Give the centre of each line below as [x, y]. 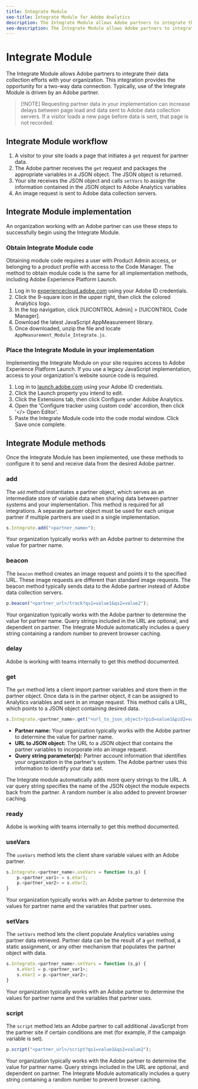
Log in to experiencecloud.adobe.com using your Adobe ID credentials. [101, 291]
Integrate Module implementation [69, 212]
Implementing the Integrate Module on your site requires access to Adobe [96, 363]
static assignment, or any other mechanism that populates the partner [91, 947]
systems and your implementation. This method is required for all [85, 504]
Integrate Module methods [56, 443]
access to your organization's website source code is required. [82, 375]
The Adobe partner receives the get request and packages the [90, 168]
